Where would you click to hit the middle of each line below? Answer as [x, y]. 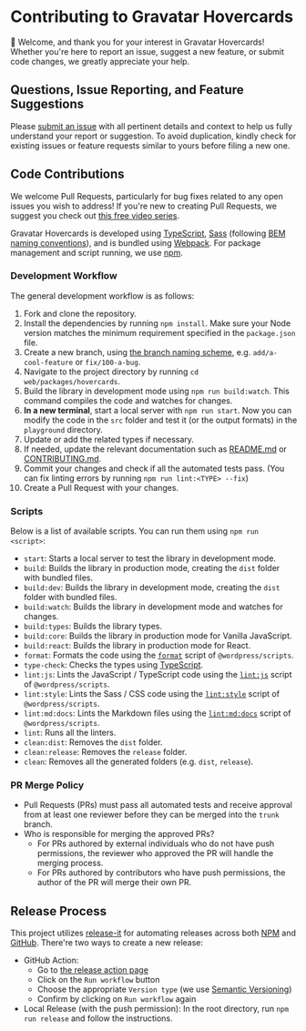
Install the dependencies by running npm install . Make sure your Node [157, 323]
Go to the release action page [93, 970]
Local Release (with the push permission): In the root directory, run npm [156, 1009]
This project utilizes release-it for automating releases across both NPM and [153, 933]
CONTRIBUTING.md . [62, 458]
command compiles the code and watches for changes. [128, 400]
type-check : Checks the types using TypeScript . [113, 665]
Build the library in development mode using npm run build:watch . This [156, 391]
